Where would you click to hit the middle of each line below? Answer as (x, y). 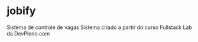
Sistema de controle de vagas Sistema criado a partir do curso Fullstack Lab (100, 27)
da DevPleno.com (28, 33)
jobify (21, 11)
